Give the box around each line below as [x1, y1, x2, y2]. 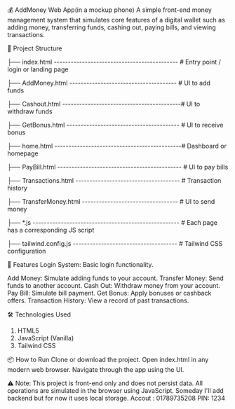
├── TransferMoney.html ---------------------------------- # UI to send [7, 197, 215, 205]
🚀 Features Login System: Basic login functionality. [7, 261, 154, 268]
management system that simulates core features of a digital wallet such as [7, 16, 226, 24]
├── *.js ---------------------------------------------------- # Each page [7, 219, 217, 226]
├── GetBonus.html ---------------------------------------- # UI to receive [7, 121, 224, 129]
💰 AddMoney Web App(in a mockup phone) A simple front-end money [7, 6, 212, 14]
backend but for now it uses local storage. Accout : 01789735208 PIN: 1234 [7, 394, 226, 402]
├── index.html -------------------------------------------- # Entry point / [7, 58, 221, 66]
